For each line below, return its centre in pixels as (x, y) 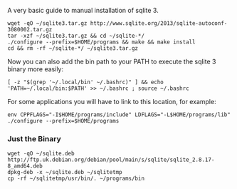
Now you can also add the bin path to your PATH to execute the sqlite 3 (112, 61)
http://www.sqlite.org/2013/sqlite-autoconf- (159, 24)
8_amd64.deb (25, 166)
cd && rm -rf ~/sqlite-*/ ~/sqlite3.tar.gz (73, 48)
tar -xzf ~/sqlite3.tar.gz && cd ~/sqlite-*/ (76, 36)
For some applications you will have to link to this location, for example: (112, 102)
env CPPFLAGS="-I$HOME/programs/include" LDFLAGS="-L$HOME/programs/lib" (119, 115)
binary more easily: (36, 69)
